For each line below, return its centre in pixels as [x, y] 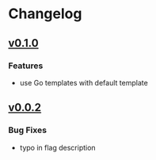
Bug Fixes [28, 130]
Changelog [45, 14]
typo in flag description [58, 147]
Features [26, 66]
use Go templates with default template [84, 82]
